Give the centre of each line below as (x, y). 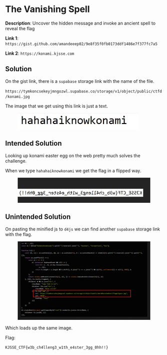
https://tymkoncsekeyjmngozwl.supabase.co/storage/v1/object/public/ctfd (84, 91)
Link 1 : (12, 38)
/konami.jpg (17, 96)
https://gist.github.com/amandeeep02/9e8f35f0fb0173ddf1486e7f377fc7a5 (81, 44)
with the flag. (19, 234)
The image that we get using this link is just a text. (57, 106)
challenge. (16, 161)
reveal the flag (20, 28)
